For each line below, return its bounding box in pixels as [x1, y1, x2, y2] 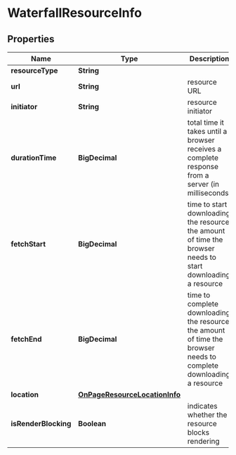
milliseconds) [187, 188, 232, 198]
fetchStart [11, 239, 46, 249]
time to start [187, 199, 228, 209]
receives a [187, 144, 222, 154]
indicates [187, 401, 218, 411]
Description [189, 54, 230, 63]
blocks [187, 428, 209, 437]
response [187, 162, 219, 171]
